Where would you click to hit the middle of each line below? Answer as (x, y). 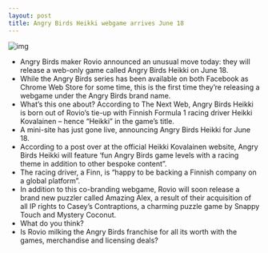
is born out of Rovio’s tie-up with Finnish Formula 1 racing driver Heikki (136, 112)
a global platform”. (50, 180)
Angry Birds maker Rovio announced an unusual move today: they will (135, 62)
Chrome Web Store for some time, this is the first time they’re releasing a (140, 87)
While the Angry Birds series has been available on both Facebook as (134, 78)
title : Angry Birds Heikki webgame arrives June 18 (96, 23)
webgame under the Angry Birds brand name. (95, 95)
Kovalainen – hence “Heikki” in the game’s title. (97, 121)
